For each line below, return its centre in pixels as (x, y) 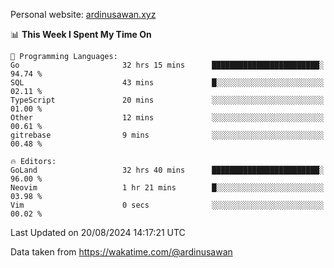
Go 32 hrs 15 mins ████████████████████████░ (167, 65)
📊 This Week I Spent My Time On (81, 34)
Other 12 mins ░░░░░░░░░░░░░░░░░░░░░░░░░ (167, 118)
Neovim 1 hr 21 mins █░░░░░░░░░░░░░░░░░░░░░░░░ (167, 188)
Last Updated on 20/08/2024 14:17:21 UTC (98, 232)
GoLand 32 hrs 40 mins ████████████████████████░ (167, 170)
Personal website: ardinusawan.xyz (83, 14)
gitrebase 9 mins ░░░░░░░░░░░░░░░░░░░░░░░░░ (167, 135)
